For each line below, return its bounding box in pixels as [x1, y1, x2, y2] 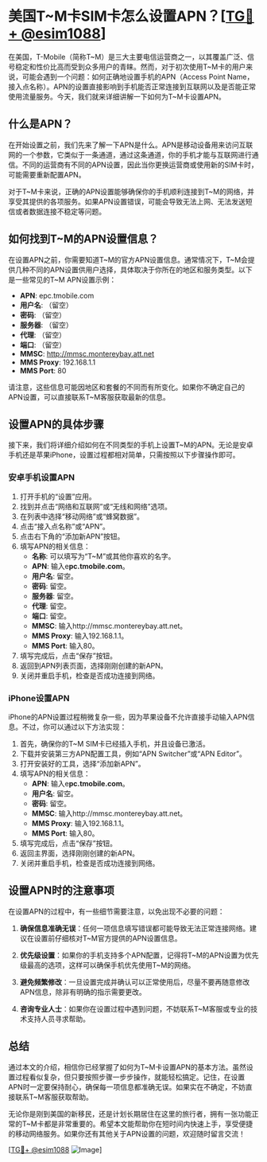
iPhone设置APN [8, 692, 70, 704]
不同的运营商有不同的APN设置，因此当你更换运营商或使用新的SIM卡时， [21, 160, 258, 170]
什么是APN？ [8, 117, 73, 131]
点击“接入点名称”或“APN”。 [19, 521, 110, 531]
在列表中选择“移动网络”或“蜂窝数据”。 [19, 511, 145, 521]
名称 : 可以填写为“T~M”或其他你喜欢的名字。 [31, 551, 176, 561]
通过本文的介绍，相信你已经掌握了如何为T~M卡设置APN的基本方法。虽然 [8, 1062, 247, 1071]
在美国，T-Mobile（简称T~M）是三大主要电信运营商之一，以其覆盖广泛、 [8, 52, 248, 61]
